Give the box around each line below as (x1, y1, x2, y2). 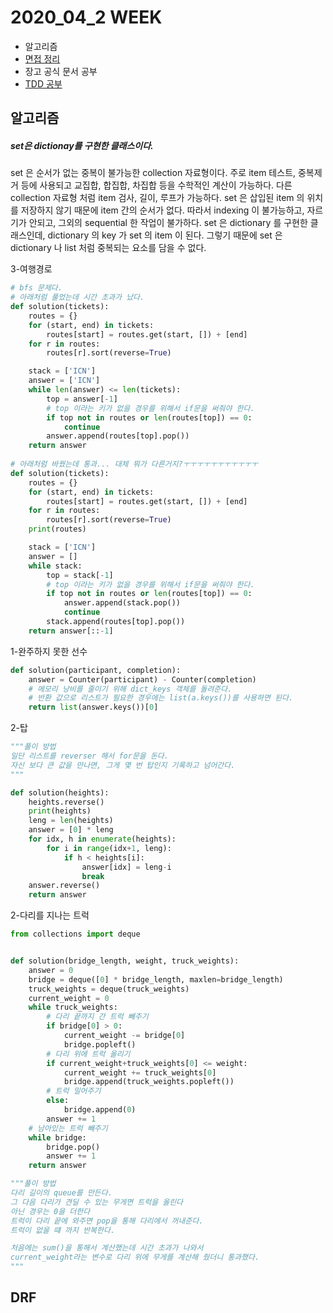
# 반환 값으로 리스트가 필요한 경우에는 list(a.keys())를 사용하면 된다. (28, 693, 294, 703)
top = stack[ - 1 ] (46, 570, 114, 580)
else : (46, 1096, 70, 1106)
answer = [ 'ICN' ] (28, 376, 101, 386)
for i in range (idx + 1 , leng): (46, 843, 172, 853)
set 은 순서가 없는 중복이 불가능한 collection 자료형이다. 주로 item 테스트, (10, 167, 297, 179)
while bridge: (28, 1132, 87, 1143)
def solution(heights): (10, 787, 110, 798)
